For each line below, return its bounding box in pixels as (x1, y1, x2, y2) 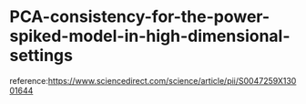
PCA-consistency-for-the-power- (9, 6, 270, 27)
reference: (9, 75, 48, 86)
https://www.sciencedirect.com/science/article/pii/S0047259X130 (47, 75, 297, 86)
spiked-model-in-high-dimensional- (9, 26, 291, 47)
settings (9, 46, 73, 66)
